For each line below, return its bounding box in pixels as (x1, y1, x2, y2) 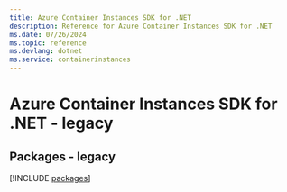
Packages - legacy (9, 149, 116, 164)
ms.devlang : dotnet (9, 47, 83, 56)
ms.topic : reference (9, 38, 88, 48)
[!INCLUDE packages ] (9, 173, 91, 183)
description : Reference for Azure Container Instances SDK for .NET (9, 22, 273, 31)
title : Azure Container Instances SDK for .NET (9, 13, 192, 23)
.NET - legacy (9, 114, 114, 133)
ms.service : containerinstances (9, 55, 131, 64)
